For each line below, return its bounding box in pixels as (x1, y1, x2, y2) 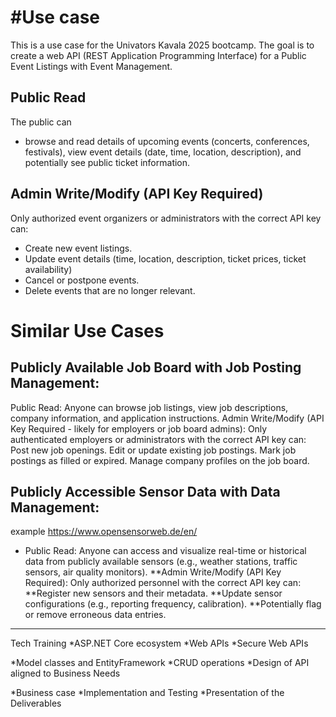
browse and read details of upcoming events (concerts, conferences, (24, 135, 310, 147)
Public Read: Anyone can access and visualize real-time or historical (24, 545, 307, 557)
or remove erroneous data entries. (24, 609, 167, 621)
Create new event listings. (24, 242, 133, 254)
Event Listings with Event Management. (10, 60, 173, 72)
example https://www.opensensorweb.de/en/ (10, 526, 198, 538)
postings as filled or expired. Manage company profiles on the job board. (10, 454, 310, 466)
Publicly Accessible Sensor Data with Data (10, 483, 281, 500)
